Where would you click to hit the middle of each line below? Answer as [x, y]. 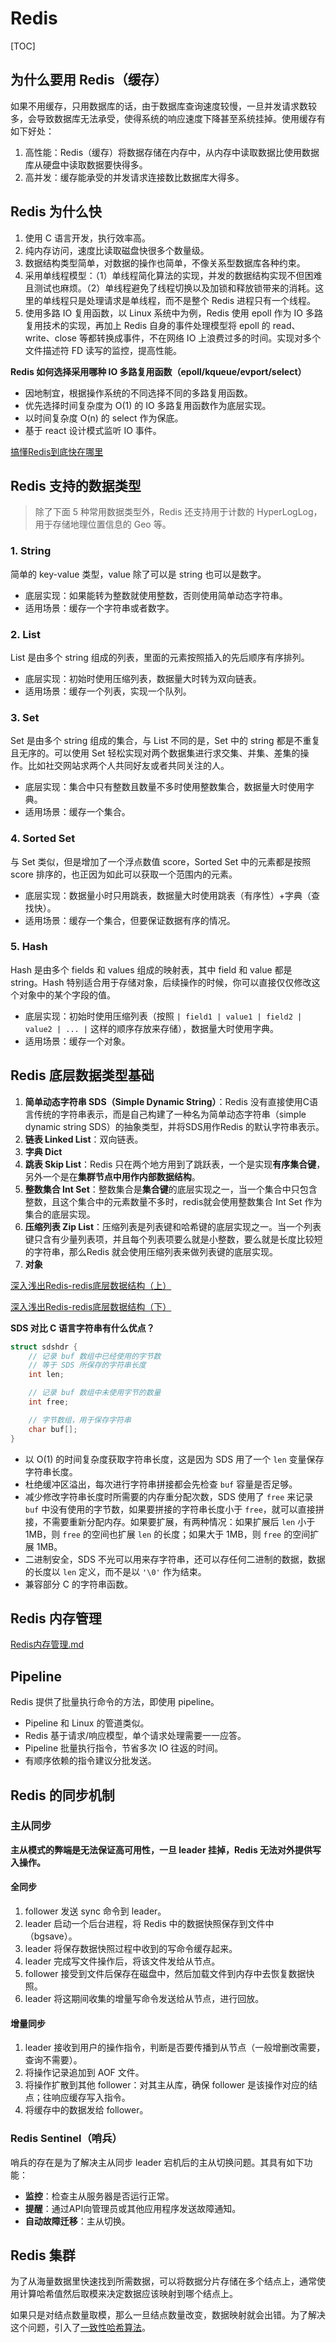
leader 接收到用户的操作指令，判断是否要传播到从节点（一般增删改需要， [175, 2048]
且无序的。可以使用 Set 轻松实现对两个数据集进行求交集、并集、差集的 [155, 753]
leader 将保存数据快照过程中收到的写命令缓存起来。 [131, 1949]
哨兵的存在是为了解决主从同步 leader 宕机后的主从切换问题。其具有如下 [157, 2162]
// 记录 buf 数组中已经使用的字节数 [95, 1356]
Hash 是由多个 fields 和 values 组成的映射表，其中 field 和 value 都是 [151, 969]
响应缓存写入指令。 [91, 2098]
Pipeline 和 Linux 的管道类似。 [87, 1723]
